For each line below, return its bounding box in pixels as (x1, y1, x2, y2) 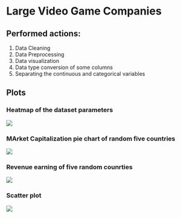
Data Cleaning (14, 44, 51, 51)
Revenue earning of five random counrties (6, 162, 133, 171)
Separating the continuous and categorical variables (14, 70, 145, 77)
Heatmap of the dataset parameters (6, 106, 113, 114)
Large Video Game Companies (6, 4, 162, 18)
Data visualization (14, 58, 60, 64)
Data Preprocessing (14, 51, 65, 58)
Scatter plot (6, 191, 42, 200)
